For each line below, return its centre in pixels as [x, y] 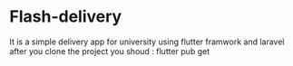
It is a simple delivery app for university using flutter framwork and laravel [147, 42]
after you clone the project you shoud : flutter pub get [110, 51]
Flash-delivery [66, 17]
